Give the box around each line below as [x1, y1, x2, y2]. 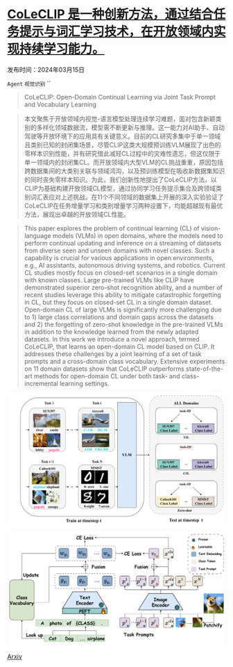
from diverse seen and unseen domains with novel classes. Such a [24, 246, 215, 255]
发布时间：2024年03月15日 [7, 65, 85, 74]
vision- [200, 224, 221, 232]
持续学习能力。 [19, 41, 105, 57]
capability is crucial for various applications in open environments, [24, 253, 214, 262]
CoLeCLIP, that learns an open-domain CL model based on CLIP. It [24, 342, 215, 351]
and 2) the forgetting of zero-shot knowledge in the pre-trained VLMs [24, 320, 223, 328]
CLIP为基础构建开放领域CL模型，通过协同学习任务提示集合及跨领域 [24, 184, 216, 192]
